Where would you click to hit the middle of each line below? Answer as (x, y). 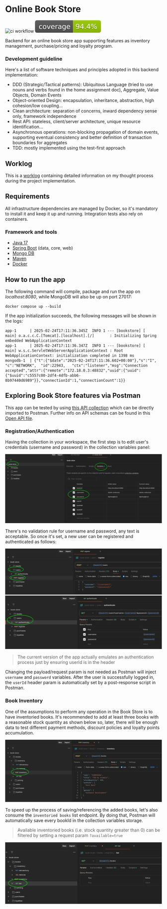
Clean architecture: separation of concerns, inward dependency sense (85, 111)
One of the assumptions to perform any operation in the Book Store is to (79, 712)
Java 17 (20, 243)
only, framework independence (44, 116)
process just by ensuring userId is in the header (66, 662)
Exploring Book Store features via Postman (73, 396)
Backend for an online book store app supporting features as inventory (78, 40)
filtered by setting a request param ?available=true (70, 835)
